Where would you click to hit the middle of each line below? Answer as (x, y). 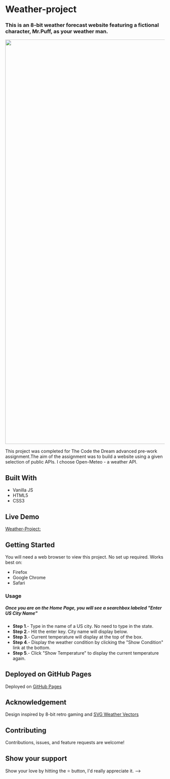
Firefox (20, 572)
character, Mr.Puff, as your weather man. (57, 31)
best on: (14, 562)
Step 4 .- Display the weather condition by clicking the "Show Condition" (88, 642)
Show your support (36, 759)
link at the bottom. (31, 648)
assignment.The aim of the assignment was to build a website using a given (84, 456)
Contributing (26, 730)
